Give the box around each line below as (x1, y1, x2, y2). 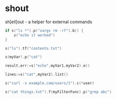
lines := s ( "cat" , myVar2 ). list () (5, 72, 68, 77)
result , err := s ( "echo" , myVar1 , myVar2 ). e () (5, 63, 90, 68)
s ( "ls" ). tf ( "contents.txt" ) (5, 46, 62, 51)
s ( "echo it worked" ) (14, 32, 55, 38)
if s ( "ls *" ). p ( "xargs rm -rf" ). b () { (5, 28, 83, 33)
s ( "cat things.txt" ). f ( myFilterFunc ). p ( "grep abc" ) (5, 89, 112, 94)
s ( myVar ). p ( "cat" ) (5, 55, 42, 59)
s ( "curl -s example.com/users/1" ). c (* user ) (5, 81, 95, 86)
